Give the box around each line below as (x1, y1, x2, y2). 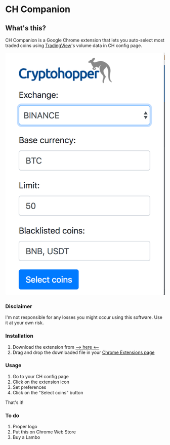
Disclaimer (5, 303, 32, 310)
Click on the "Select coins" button (12, 389, 83, 395)
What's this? (5, 24, 47, 32)
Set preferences (12, 384, 47, 390)
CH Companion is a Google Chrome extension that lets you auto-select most (5, 37, 164, 43)
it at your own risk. (5, 320, 44, 326)
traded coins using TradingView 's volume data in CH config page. (5, 43, 143, 49)
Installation (5, 333, 34, 340)
